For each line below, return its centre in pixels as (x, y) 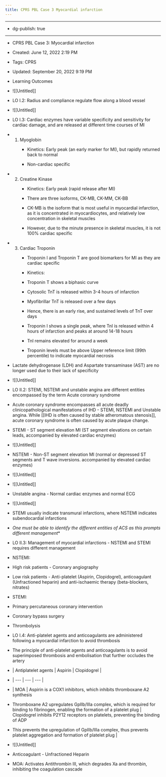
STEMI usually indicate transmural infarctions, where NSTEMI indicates (84, 513)
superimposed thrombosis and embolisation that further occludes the (83, 655)
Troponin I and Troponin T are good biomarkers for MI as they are (94, 258)
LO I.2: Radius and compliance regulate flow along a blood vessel (79, 100)
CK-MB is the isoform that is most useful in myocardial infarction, (93, 208)
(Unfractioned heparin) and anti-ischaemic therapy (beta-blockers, (80, 582)
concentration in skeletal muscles (61, 218)
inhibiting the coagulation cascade (47, 769)
